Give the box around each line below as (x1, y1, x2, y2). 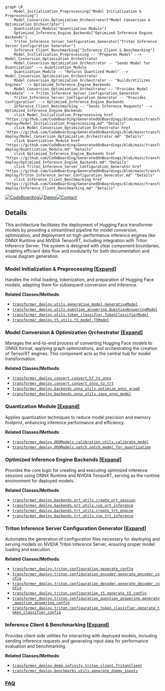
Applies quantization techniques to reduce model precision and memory (5, 414, 151, 420)
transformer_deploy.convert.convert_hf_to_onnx (12, 376, 111, 381)
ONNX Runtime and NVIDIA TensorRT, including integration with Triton (5, 237, 147, 243)
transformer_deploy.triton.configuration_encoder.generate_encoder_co (12, 572, 160, 577)
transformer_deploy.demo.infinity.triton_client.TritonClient (12, 663, 142, 668)
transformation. (5, 356, 36, 362)
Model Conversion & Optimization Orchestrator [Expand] (5, 329, 143, 336)
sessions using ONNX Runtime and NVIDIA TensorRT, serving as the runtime (5, 473, 160, 478)
